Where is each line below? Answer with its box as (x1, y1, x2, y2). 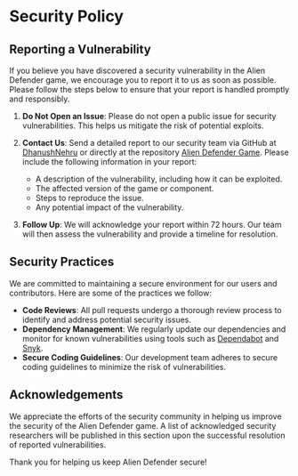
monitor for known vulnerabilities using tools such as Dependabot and (21, 333, 279, 343)
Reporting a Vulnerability (9, 42, 151, 57)
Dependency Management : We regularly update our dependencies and (21, 323, 286, 335)
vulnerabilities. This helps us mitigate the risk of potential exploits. (21, 120, 264, 131)
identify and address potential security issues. (21, 314, 192, 325)
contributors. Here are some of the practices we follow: (9, 287, 212, 298)
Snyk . (21, 343, 44, 353)
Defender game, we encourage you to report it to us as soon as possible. (9, 75, 277, 85)
